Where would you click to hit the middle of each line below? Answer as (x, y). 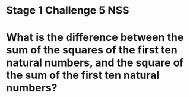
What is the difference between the (95, 38)
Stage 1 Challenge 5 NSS (68, 10)
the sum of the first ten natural (83, 75)
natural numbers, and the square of (95, 63)
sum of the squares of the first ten (92, 50)
